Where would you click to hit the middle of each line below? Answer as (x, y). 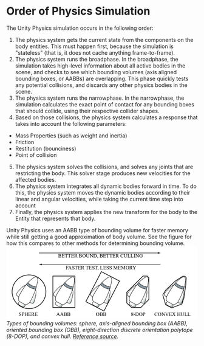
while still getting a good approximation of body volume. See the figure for (99, 237)
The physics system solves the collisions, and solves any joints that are (104, 167)
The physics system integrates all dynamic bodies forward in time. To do (106, 186)
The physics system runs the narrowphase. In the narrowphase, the (100, 98)
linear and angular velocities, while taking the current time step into (99, 199)
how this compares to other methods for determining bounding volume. (96, 243)
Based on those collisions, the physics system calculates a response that (106, 117)
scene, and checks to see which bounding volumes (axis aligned (96, 72)
